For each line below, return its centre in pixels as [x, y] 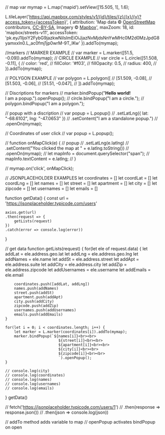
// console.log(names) [28, 379]
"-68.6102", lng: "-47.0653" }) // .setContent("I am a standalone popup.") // [82, 118]
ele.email [14, 275]
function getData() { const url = [37, 198]
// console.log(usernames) [33, 384]
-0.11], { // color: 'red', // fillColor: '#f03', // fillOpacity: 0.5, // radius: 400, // [81, 63]
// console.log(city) [27, 371]
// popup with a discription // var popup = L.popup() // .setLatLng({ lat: [77, 113]
